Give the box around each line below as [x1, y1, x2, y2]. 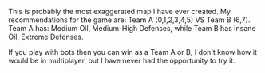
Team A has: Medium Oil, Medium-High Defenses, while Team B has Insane [8, 24, 257, 33]
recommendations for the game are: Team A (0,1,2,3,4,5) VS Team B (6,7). [8, 15, 251, 25]
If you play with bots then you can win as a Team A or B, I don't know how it [8, 48, 258, 56]
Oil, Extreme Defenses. [8, 32, 84, 41]
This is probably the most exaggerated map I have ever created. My [8, 7, 231, 16]
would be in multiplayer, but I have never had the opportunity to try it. [8, 56, 235, 65]
